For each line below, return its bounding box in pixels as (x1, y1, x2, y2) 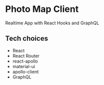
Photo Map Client (5, 3, 79, 15)
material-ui (12, 63, 35, 69)
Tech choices (5, 34, 48, 43)
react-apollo (12, 58, 38, 64)
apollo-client (12, 69, 39, 75)
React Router (12, 53, 40, 59)
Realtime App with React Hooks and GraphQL (5, 20, 99, 26)
